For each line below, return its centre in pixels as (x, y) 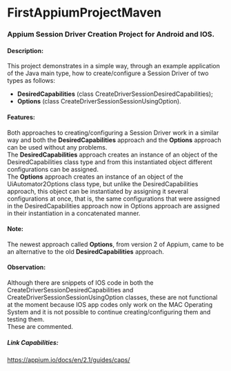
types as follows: (31, 81)
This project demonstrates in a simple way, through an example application (114, 66)
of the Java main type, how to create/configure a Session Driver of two (108, 73)
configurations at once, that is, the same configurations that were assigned (114, 199)
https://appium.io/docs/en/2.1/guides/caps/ (69, 359)
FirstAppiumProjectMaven (84, 13)
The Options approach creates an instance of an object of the (95, 177)
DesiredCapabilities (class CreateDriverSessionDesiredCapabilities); (115, 94)
